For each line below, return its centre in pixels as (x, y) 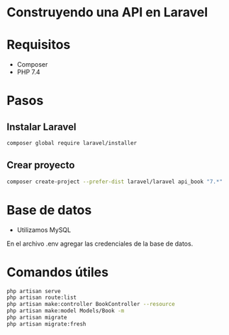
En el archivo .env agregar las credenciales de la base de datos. (100, 243)
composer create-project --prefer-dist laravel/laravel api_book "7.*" (114, 182)
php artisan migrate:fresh (46, 324)
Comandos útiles (58, 272)
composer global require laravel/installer (72, 143)
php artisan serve (34, 291)
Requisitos (39, 45)
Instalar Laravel (41, 127)
